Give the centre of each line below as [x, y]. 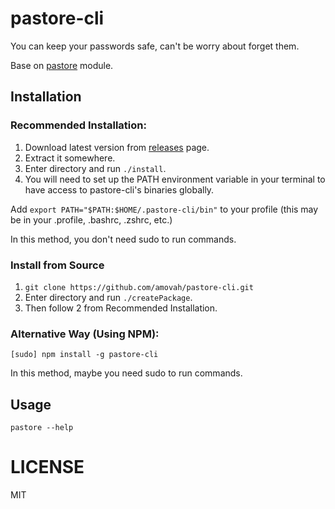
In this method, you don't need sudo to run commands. [123, 239]
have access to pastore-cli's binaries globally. [119, 189]
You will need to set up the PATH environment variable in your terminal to [175, 179]
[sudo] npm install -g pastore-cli [84, 355]
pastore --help [42, 428]
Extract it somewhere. [70, 158]
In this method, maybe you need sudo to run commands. [126, 373]
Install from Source [57, 265]
